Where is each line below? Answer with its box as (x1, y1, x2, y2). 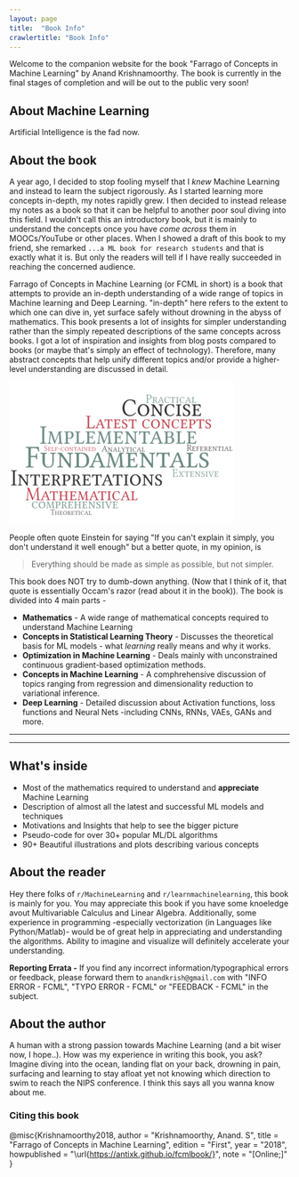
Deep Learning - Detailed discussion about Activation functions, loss (21, 697, 276, 707)
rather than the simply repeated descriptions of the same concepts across (9, 326, 281, 336)
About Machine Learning (9, 103, 149, 118)
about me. (9, 1087, 47, 1098)
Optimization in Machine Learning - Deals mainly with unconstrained (21, 650, 278, 660)
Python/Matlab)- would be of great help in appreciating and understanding (9, 926, 283, 937)
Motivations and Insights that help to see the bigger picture (21, 819, 239, 831)
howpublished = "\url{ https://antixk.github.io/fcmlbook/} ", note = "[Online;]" (9, 1149, 287, 1159)
